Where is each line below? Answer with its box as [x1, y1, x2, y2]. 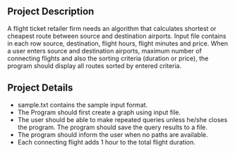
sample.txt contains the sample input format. [17, 100, 148, 109]
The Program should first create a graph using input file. [17, 108, 181, 117]
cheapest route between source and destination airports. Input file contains [7, 32, 227, 40]
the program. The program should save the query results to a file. [17, 123, 208, 131]
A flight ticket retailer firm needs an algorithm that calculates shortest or [7, 24, 217, 32]
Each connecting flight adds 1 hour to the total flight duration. [17, 138, 196, 146]
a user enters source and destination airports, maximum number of [7, 46, 203, 55]
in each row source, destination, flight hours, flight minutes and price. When [7, 39, 228, 48]
